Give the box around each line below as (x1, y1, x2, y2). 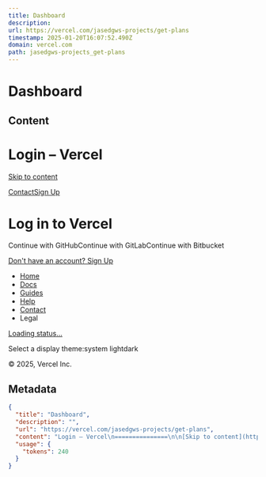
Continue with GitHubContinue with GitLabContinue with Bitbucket (8, 240, 224, 250)
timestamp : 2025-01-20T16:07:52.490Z (8, 33, 133, 42)
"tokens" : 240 (22, 448, 69, 456)
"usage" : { (15, 440, 51, 448)
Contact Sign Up (8, 187, 61, 196)
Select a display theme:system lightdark (8, 344, 139, 354)
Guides (19, 288, 44, 297)
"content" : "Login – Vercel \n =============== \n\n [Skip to (15, 433, 211, 441)
